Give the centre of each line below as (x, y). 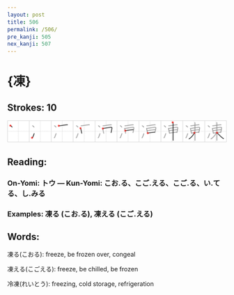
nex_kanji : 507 (29, 44)
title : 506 (23, 22)
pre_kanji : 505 (29, 37)
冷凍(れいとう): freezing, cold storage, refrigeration (81, 284)
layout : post (26, 15)
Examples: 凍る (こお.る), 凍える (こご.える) (80, 214)
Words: (23, 237)
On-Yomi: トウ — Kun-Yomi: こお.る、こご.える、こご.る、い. (110, 183)
